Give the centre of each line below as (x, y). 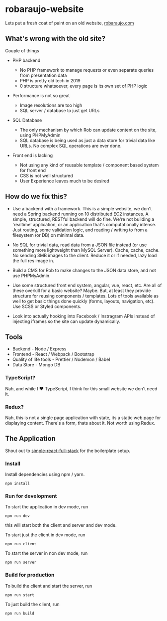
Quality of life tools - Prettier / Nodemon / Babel (61, 359)
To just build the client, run (32, 604)
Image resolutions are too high (51, 105)
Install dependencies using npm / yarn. (45, 474)
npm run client (21, 544)
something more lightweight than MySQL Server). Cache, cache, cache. (86, 250)
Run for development (31, 496)
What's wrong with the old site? (55, 39)
